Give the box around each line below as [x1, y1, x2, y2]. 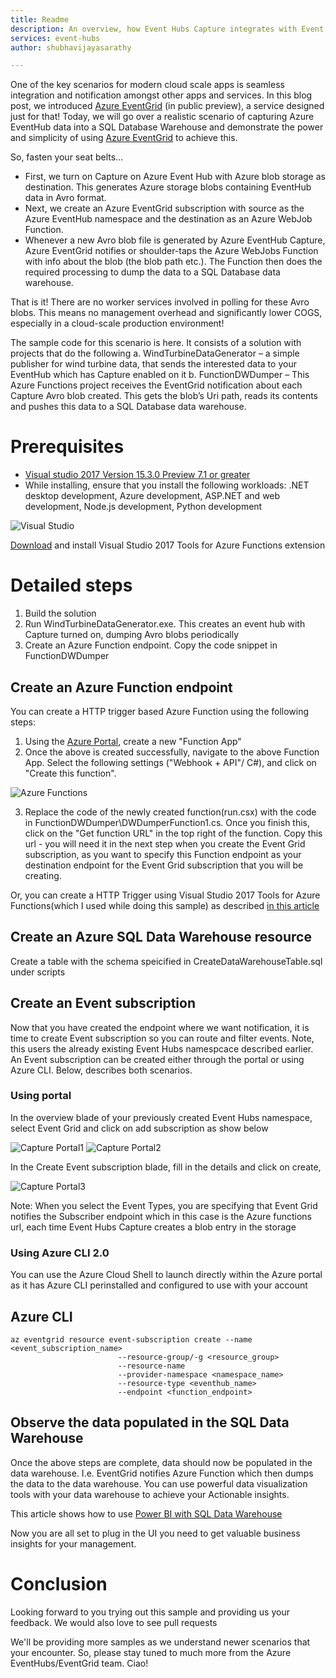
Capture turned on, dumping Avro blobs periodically [24, 629, 240, 641]
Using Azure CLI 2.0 [10, 1246, 110, 1260]
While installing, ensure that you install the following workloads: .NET [24, 479, 310, 491]
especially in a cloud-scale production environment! [10, 317, 225, 330]
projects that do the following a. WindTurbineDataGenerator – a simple [10, 347, 300, 360]
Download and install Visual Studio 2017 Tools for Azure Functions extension [10, 539, 326, 551]
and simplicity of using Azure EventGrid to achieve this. [10, 132, 238, 144]
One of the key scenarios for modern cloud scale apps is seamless [10, 79, 285, 91]
